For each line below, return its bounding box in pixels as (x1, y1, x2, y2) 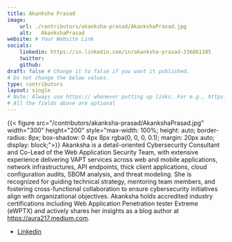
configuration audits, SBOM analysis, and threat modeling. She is (7, 170, 192, 178)
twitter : (19, 55, 45, 62)
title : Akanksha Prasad (7, 10, 76, 17)
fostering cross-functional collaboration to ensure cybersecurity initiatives (7, 184, 218, 193)
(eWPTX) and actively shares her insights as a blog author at (7, 206, 180, 214)
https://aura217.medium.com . (7, 214, 90, 222)
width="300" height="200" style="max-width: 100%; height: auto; (7, 125, 196, 134)
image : (7, 17, 26, 23)
